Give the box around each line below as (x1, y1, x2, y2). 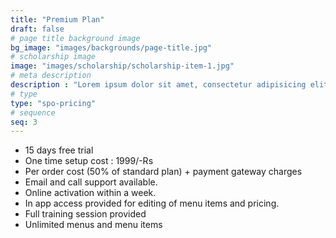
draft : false (10, 24, 65, 34)
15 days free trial (24, 144, 94, 156)
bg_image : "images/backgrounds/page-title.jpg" (10, 42, 213, 53)
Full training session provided (24, 208, 147, 220)
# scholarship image (10, 52, 97, 62)
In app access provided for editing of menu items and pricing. (24, 197, 280, 210)
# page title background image (10, 33, 141, 43)
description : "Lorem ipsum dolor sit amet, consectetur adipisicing (10, 80, 307, 90)
